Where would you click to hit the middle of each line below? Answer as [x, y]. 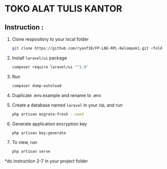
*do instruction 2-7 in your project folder [46, 161]
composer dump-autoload [37, 85]
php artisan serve [31, 151]
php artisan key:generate [39, 133]
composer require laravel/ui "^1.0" [50, 67]
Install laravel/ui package [39, 57]
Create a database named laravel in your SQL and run [67, 105]
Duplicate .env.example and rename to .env [56, 95]
